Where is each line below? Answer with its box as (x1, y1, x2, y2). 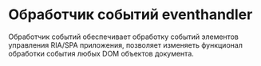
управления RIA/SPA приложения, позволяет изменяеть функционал (8, 40, 243, 49)
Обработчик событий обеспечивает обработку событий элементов (8, 32, 239, 41)
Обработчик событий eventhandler (8, 6, 253, 24)
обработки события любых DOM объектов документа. (8, 49, 194, 58)
